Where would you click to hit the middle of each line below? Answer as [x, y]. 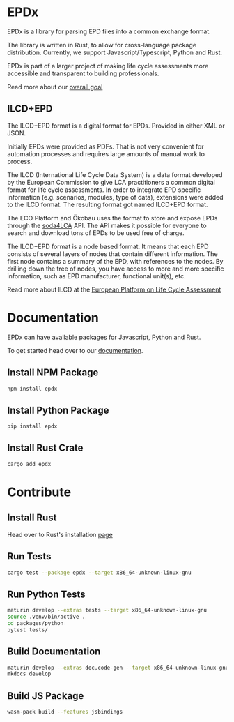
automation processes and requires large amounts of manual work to [106, 153]
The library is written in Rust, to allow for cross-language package [102, 45]
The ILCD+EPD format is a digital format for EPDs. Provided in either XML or [116, 126]
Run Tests [29, 556]
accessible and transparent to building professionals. [83, 73]
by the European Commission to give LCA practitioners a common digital [111, 182]
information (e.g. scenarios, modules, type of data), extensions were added [115, 197]
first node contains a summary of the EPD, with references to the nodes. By [115, 261]
